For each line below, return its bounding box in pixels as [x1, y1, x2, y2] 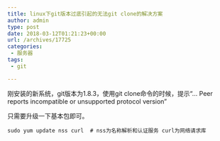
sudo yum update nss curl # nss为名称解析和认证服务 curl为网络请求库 [7, 127, 207, 134]
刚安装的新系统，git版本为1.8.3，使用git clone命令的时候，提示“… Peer [7, 89, 213, 97]
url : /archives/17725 [7, 37, 72, 44]
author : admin [7, 17, 50, 24]
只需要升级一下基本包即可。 [7, 111, 89, 120]
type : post [7, 23, 40, 30]
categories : [7, 43, 43, 50]
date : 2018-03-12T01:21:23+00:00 [7, 30, 106, 37]
